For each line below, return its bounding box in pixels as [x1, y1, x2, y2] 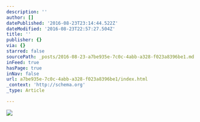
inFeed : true [6, 59, 40, 65]
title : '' [6, 31, 32, 37]
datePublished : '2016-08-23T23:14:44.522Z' [6, 20, 119, 26]
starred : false [6, 48, 45, 54]
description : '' [6, 8, 47, 15]
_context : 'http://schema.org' [6, 82, 86, 88]
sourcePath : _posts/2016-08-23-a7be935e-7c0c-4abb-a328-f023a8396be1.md [6, 54, 195, 60]
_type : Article [6, 88, 45, 94]
